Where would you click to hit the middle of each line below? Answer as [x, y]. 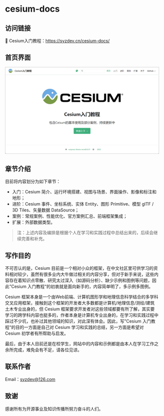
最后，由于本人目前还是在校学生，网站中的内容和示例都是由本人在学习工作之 [82, 343]
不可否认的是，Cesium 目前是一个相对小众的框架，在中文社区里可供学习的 [79, 268]
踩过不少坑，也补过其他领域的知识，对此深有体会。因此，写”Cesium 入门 [78, 321]
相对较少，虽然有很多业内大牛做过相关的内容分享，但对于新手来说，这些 [82, 274]
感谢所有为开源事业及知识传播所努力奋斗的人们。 [54, 409]
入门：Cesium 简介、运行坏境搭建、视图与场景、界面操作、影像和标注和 [84, 192]
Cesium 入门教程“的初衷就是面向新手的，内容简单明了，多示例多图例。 [82, 286]
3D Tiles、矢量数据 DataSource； [46, 210]
